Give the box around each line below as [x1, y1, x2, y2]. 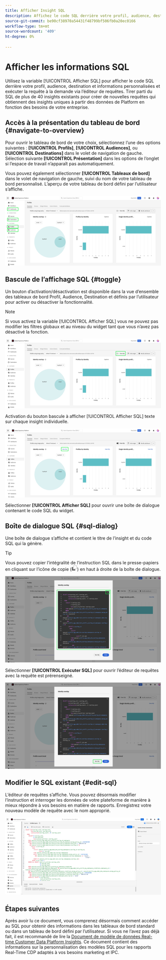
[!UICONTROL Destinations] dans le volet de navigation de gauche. [5, 150, 143, 156]
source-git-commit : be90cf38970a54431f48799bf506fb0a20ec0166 [5, 18, 136, 23]
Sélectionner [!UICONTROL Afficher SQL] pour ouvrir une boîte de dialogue [5, 502, 160, 508]
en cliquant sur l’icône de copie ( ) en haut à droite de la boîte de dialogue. [5, 566, 161, 572]
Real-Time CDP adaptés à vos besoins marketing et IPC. [5, 949, 120, 955]
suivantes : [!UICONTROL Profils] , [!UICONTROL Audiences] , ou [5, 144, 138, 151]
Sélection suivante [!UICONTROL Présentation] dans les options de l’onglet [5, 155, 159, 161]
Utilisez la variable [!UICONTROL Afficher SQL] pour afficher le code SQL [5, 77, 154, 84]
